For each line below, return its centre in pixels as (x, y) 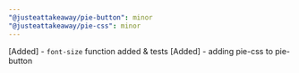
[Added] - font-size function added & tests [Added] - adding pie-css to (141, 51)
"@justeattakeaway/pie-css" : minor (75, 26)
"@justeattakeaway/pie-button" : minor (81, 17)
